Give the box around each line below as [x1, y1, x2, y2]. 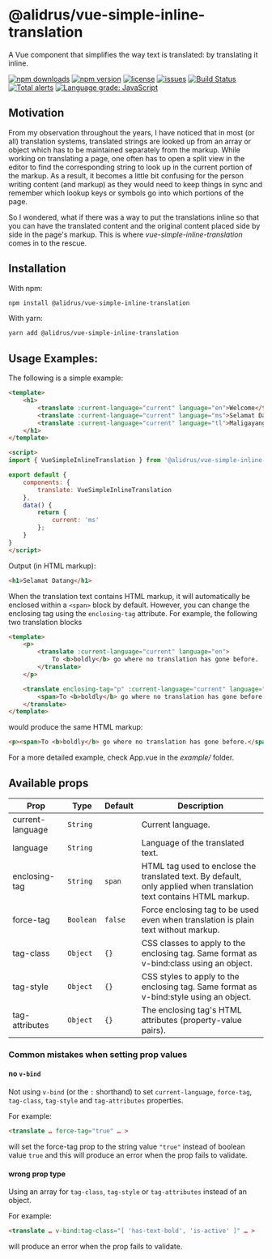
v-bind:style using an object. [141, 991, 252, 1002]
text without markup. [141, 924, 220, 936]
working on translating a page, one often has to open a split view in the [8, 153, 245, 163]
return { [37, 508, 67, 516]
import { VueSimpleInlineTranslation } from [8, 456, 161, 465]
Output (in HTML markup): [8, 561, 96, 571]
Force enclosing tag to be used [141, 904, 259, 915]
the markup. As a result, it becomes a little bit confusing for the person [8, 170, 244, 180]
